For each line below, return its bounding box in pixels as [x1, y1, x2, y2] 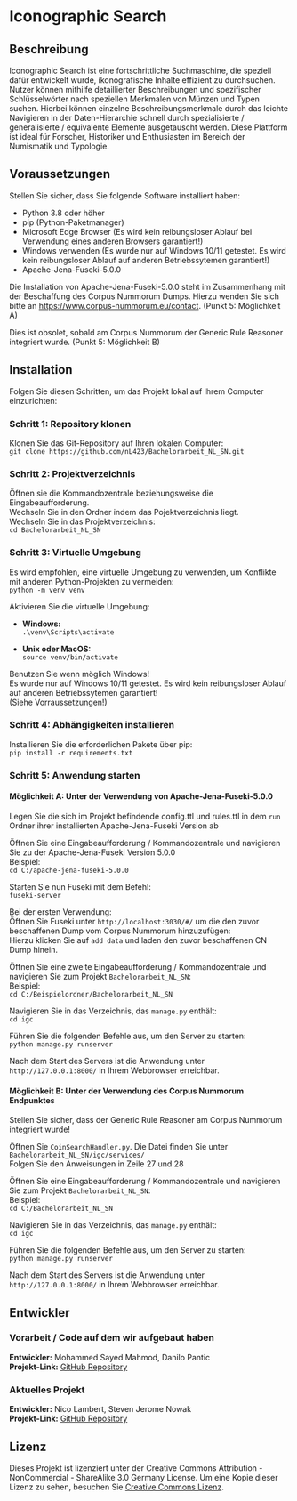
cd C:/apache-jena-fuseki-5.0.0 [9, 866, 129, 875]
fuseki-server [9, 891, 62, 900]
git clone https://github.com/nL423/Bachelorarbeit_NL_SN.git [9, 447, 245, 456]
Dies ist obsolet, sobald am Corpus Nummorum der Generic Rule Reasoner [9, 327, 284, 337]
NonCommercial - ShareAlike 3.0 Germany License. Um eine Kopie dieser [9, 1472, 278, 1482]
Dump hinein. [9, 944, 58, 955]
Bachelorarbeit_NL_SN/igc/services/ [9, 1150, 145, 1160]
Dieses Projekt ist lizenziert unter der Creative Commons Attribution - [9, 1462, 263, 1473]
